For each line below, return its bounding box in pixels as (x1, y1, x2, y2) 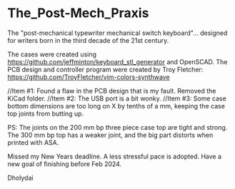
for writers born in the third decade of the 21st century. (7, 36, 169, 44)
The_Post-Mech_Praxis (7, 5, 149, 21)
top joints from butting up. (7, 109, 84, 118)
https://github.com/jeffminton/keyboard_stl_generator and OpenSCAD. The (7, 57, 228, 66)
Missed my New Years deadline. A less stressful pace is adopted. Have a (7, 152, 222, 160)
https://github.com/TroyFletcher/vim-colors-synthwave (7, 73, 170, 81)
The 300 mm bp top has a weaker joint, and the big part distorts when (7, 131, 214, 139)
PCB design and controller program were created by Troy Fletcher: (7, 65, 204, 73)
